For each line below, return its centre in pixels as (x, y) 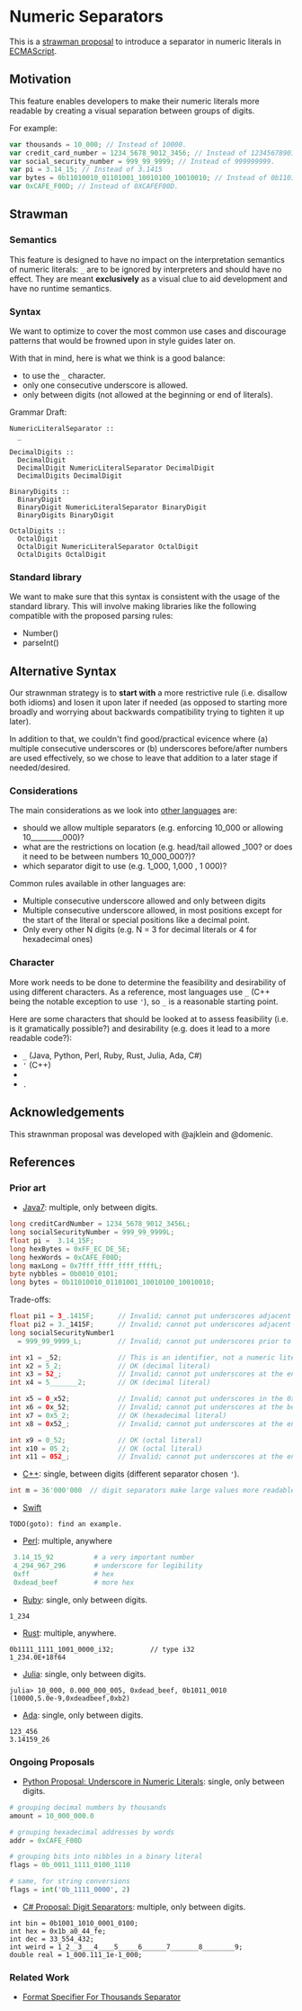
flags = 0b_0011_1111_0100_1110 (70, 1865)
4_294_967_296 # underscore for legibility (108, 1566)
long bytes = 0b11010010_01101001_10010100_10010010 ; (112, 1283)
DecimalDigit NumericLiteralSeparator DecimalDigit (116, 468)
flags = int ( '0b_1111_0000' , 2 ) (70, 1890)
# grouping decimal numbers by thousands (88, 1807)
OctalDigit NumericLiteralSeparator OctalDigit (108, 546)
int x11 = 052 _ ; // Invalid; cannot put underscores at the (146, 1457)
